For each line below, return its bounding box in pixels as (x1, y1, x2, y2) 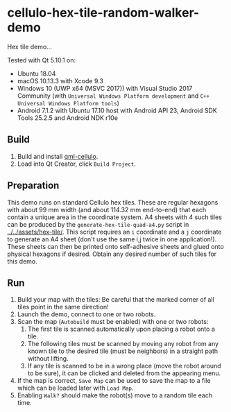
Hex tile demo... (7, 42, 52, 51)
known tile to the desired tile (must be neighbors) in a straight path (27, 347, 219, 355)
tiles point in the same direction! (17, 303, 109, 311)
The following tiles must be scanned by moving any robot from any (27, 340, 219, 348)
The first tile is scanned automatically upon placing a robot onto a (27, 325, 215, 334)
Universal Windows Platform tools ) (17, 98, 119, 107)
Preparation (7, 180, 60, 191)
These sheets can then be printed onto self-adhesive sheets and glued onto (7, 242, 224, 250)
